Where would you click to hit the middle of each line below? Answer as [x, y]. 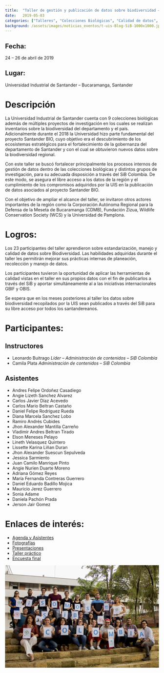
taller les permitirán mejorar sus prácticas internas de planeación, [71, 258]
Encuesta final [26, 558]
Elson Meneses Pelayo [35, 437]
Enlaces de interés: [45, 524]
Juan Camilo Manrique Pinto [41, 463]
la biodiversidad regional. [31, 154]
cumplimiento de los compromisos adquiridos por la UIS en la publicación [79, 184]
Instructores [24, 346]
